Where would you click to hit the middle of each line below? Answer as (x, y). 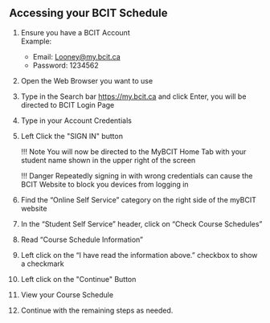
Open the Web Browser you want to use (87, 80)
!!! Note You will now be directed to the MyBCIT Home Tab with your (133, 151)
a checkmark (43, 264)
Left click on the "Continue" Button (78, 279)
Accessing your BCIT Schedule (88, 13)
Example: (36, 41)
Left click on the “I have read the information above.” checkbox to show (139, 255)
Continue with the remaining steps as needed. (97, 310)
